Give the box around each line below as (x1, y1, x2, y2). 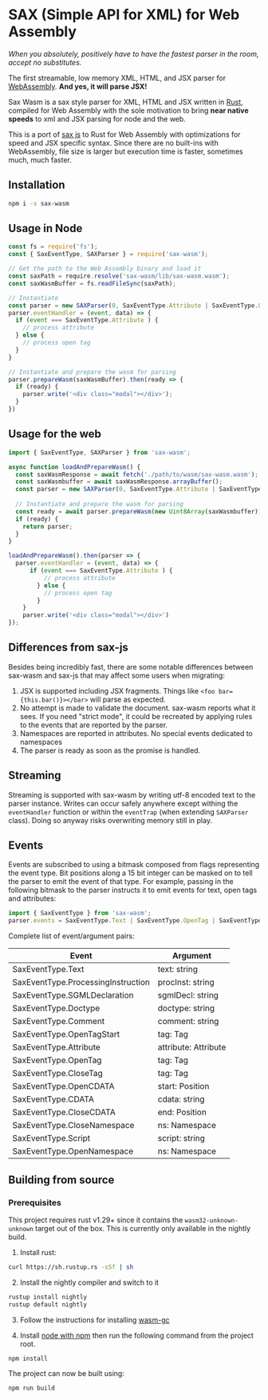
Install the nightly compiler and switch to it (19, 1278, 160, 1287)
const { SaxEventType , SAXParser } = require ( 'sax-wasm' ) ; (8, 250, 209, 258)
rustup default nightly (8, 1300, 88, 1309)
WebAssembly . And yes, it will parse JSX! (8, 82, 148, 91)
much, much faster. (8, 154, 72, 165)
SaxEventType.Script (12, 1133, 90, 1144)
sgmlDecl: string (157, 990, 219, 1001)
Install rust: (19, 1247, 57, 1257)
